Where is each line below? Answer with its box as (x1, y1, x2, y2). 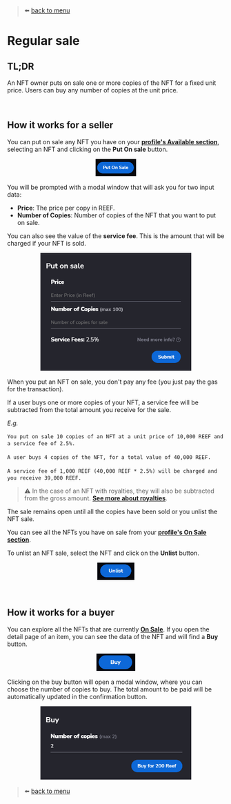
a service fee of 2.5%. (7, 440, 76, 447)
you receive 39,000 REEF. (7, 474, 81, 482)
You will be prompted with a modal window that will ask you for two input (7, 183, 214, 191)
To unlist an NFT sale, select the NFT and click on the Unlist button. (7, 549, 200, 557)
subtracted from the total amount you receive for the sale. (7, 405, 171, 413)
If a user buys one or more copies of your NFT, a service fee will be (7, 398, 199, 406)
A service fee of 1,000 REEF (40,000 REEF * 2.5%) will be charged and (7, 467, 217, 475)
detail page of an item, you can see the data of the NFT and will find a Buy (7, 632, 219, 640)
